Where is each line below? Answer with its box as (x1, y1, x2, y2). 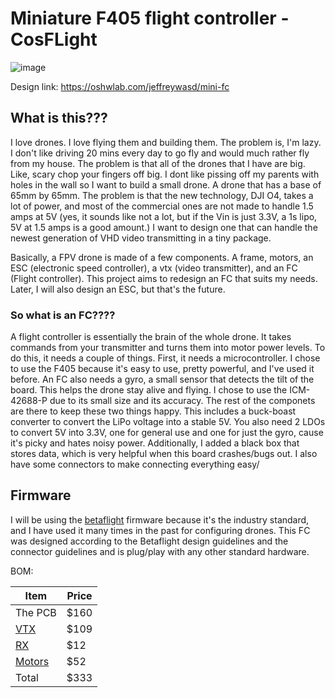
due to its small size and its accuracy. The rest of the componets (49, 395, 316, 407)
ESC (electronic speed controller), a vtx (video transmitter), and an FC (10, 262, 298, 274)
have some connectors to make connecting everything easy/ (10, 458, 260, 471)
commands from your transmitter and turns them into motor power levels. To (10, 342, 326, 354)
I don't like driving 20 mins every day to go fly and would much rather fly (10, 147, 310, 159)
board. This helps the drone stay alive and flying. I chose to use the (10, 384, 288, 396)
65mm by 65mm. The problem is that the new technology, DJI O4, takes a (10, 189, 314, 201)
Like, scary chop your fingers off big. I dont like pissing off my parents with (10, 168, 320, 180)
